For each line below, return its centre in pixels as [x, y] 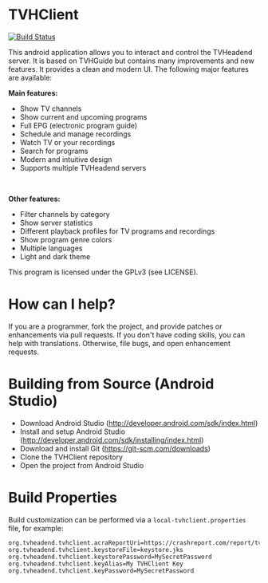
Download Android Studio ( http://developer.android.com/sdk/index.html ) [139, 423]
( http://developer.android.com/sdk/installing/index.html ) [112, 439]
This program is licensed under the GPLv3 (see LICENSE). [103, 272]
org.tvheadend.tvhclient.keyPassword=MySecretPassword [101, 571]
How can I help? [62, 304]
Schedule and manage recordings [75, 134]
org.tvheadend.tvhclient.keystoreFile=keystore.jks [96, 550]
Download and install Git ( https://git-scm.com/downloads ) [115, 448]
